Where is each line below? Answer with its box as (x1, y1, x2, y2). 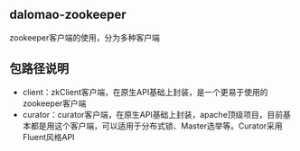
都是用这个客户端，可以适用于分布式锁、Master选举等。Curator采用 (30, 120, 283, 131)
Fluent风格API (22, 131, 75, 142)
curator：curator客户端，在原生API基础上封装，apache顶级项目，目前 (22, 109, 284, 120)
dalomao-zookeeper (9, 7, 127, 22)
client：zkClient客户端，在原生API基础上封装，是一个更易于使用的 (22, 86, 268, 97)
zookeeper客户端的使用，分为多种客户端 (9, 31, 161, 43)
